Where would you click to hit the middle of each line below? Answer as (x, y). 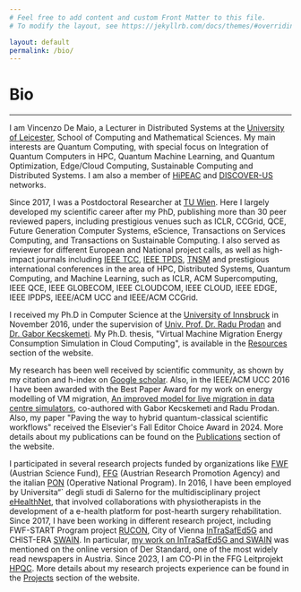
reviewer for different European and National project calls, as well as (135, 250)
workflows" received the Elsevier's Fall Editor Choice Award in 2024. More (146, 427)
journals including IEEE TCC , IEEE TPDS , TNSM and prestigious (153, 260)
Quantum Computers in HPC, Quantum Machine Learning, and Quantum (142, 157)
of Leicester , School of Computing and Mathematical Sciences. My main (142, 137)
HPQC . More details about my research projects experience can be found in (149, 569)
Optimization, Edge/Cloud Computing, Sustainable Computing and (131, 166)
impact (22, 260)
